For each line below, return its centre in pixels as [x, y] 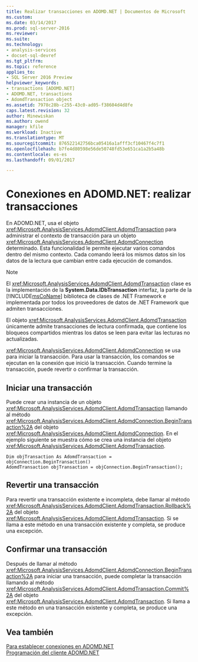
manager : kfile [25, 127]
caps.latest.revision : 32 [38, 110]
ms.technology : [25, 45]
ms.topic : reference [32, 66]
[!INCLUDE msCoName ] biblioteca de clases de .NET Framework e [86, 296]
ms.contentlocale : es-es [37, 154]
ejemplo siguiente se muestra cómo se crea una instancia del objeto [89, 440]
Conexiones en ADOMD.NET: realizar [99, 194]
